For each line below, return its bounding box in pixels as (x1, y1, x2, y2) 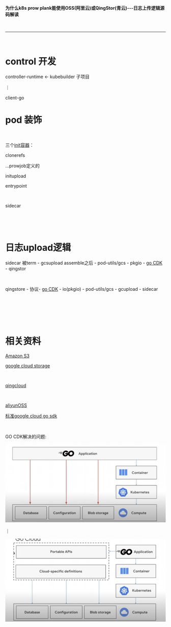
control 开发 (5, 56, 56, 67)
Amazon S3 (5, 353, 30, 359)
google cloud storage (5, 362, 50, 368)
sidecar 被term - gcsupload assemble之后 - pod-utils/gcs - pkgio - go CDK (5, 260, 163, 266)
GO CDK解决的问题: (5, 433, 47, 439)
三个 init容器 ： (5, 142, 34, 148)
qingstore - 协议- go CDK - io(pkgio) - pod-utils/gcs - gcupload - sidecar (5, 286, 158, 292)
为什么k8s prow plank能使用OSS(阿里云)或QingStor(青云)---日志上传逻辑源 (5, 5, 165, 11)
